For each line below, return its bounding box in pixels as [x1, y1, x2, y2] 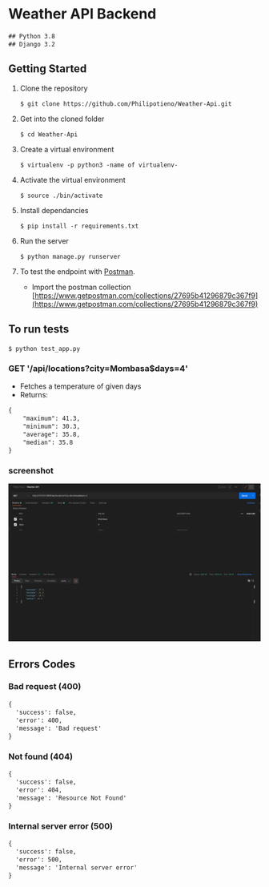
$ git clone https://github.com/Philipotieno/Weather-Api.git [19, 99, 232, 108]
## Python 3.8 [8, 32, 56, 40]
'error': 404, [15, 786, 62, 794]
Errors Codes [8, 657, 76, 671]
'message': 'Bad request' [15, 724, 102, 732]
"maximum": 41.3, [22, 414, 81, 422]
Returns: [19, 389, 48, 399]
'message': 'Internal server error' [15, 864, 138, 872]
